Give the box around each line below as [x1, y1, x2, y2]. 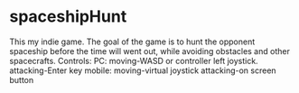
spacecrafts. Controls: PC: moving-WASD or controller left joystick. [9, 55, 259, 66]
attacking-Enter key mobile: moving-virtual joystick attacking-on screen [9, 65, 277, 76]
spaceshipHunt [9, 6, 127, 27]
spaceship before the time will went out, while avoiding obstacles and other [9, 45, 291, 56]
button [9, 74, 34, 85]
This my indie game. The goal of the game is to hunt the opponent [9, 36, 256, 47]
